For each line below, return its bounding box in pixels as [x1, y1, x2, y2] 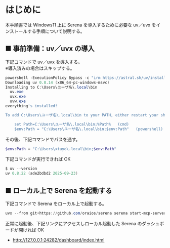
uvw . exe [10, 99, 26, 104]
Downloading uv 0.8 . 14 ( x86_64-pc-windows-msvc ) [5, 80, 110, 85]
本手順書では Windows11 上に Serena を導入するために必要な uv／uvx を [5, 22, 156, 28]
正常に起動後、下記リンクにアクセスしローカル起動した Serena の [5, 220, 142, 226]
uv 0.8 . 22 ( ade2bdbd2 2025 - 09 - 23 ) [5, 171, 78, 176]
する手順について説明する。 [27, 28, 85, 34]
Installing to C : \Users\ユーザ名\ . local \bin [5, 85, 98, 90]
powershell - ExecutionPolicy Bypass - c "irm [5, 75, 101, 80]
